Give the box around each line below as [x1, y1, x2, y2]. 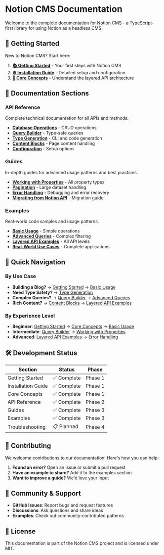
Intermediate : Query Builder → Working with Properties [12, 329, 126, 335]
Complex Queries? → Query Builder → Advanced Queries [12, 294, 130, 300]
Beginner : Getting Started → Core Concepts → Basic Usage [12, 324, 134, 329]
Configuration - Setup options [12, 146, 75, 152]
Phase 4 [85, 424, 105, 431]
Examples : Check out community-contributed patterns [12, 513, 124, 519]
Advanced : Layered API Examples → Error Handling [12, 334, 118, 340]
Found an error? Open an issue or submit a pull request [12, 464, 126, 470]
